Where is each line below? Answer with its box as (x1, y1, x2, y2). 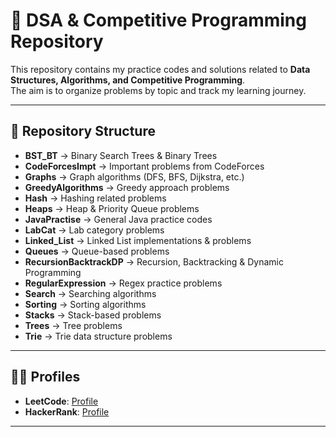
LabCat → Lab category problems (24, 224, 165, 236)
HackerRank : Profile (24, 405, 110, 418)
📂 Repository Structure (10, 123, 156, 140)
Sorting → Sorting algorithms (24, 298, 147, 310)
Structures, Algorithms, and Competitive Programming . (10, 74, 246, 86)
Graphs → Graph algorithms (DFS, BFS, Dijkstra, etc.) (24, 170, 245, 183)
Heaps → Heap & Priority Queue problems (24, 202, 200, 214)
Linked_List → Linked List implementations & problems (24, 234, 252, 246)
